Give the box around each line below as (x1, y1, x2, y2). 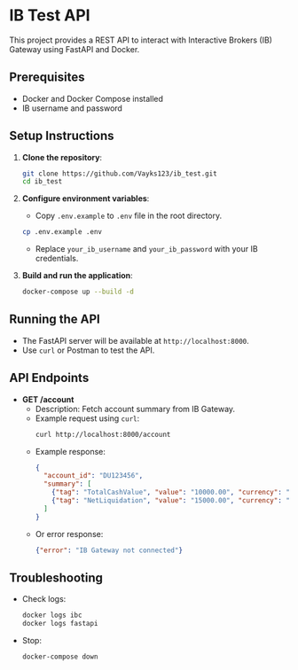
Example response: (35, 446, 106, 456)
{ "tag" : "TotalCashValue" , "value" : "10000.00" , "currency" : (51, 488, 282, 497)
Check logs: (21, 594, 67, 604)
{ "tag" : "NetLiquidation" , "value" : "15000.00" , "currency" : (51, 496, 282, 505)
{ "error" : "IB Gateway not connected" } (35, 546, 184, 555)
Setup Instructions (9, 129, 114, 144)
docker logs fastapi (21, 619, 98, 628)
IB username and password (21, 103, 122, 113)
